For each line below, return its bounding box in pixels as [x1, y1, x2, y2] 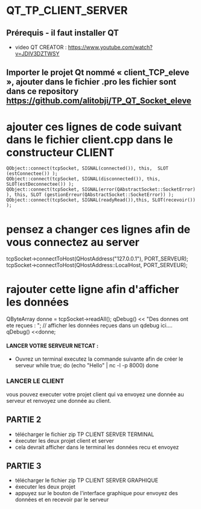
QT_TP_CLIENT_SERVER [6, 4, 128, 17]
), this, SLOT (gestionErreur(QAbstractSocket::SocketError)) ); [6, 192, 174, 198]
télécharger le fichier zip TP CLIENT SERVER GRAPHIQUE [14, 477, 159, 484]
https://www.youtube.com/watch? [68, 43, 153, 51]
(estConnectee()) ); [6, 171, 59, 177]
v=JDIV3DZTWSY [14, 50, 60, 57]
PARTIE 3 [6, 461, 42, 471]
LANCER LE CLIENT [6, 377, 65, 385]
